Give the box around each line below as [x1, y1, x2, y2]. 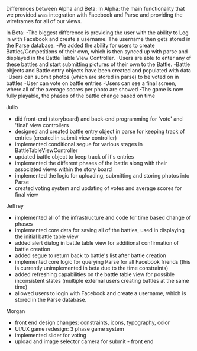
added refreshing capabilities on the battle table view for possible [14, 271, 175, 278]
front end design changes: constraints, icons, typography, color [14, 319, 170, 326]
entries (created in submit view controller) [14, 134, 117, 141]
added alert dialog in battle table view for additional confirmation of [14, 239, 179, 246]
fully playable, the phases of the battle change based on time [6, 92, 156, 99]
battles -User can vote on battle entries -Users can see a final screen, [6, 80, 176, 87]
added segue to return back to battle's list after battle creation [14, 252, 167, 259]
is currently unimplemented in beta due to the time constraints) [14, 264, 169, 271]
